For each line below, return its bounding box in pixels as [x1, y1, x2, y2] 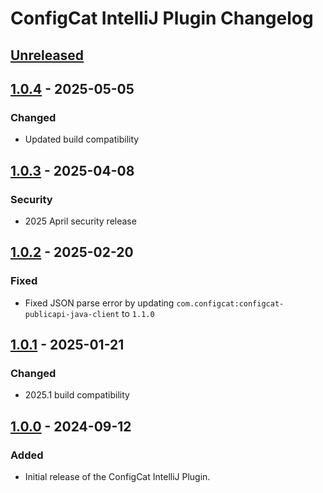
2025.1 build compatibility [24, 389, 130, 401]
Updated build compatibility [24, 133, 140, 146]
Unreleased [10, 47, 85, 64]
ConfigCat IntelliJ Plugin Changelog [10, 7, 314, 30]
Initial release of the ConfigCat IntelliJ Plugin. [24, 471, 211, 483]
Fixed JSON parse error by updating [24, 297, 175, 309]
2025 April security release [24, 215, 137, 227]
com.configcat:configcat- [176, 298, 285, 309]
